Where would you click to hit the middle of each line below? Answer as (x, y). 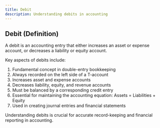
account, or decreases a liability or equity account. (56, 51)
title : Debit (18, 9)
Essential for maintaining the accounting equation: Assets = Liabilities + (84, 95)
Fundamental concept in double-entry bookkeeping (64, 70)
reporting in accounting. (29, 120)
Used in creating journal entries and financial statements (69, 106)
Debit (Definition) (32, 34)
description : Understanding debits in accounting (57, 14)
